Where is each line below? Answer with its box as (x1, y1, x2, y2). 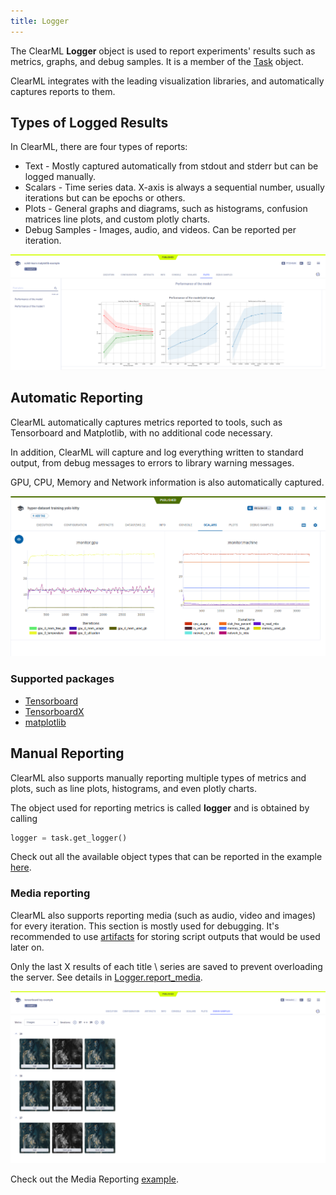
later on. (10, 941, 45, 953)
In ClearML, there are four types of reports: (10, 141, 188, 153)
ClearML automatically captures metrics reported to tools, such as (10, 416, 283, 428)
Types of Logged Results (10, 115, 169, 132)
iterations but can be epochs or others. (24, 192, 186, 204)
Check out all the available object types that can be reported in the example (10, 851, 323, 863)
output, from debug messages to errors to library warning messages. (10, 456, 295, 469)
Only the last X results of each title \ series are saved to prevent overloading (10, 960, 323, 972)
